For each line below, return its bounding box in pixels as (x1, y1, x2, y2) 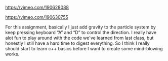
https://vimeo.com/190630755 (5, 14, 68, 20)
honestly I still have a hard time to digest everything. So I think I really (5, 40, 150, 46)
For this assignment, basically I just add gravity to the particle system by (5, 24, 156, 30)
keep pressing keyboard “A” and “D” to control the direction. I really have (5, 29, 157, 35)
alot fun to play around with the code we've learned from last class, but (5, 35, 154, 41)
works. (5, 51, 20, 57)
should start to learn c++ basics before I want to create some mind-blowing (5, 46, 163, 51)
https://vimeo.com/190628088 (5, 5, 69, 10)
